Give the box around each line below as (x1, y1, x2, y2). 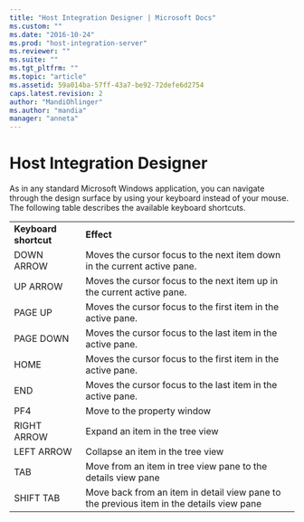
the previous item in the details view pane (85, 498, 262, 510)
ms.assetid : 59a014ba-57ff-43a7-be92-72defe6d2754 (9, 81, 204, 90)
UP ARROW (14, 280, 63, 293)
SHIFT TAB (14, 492, 61, 505)
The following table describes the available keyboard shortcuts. (9, 203, 246, 214)
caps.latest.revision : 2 (9, 89, 103, 98)
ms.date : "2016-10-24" (9, 30, 95, 39)
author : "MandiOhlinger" (9, 97, 103, 107)
